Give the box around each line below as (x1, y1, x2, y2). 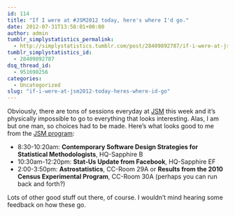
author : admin (7, 29, 49, 37)
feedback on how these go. (7, 201, 86, 209)
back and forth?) (17, 180, 66, 188)
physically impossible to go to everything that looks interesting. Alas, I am (7, 114, 219, 123)
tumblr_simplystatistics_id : (7, 49, 92, 56)
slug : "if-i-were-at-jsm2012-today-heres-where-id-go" (7, 88, 171, 95)
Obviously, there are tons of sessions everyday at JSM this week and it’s (7, 107, 215, 116)
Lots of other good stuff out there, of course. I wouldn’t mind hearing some (7, 193, 224, 202)
